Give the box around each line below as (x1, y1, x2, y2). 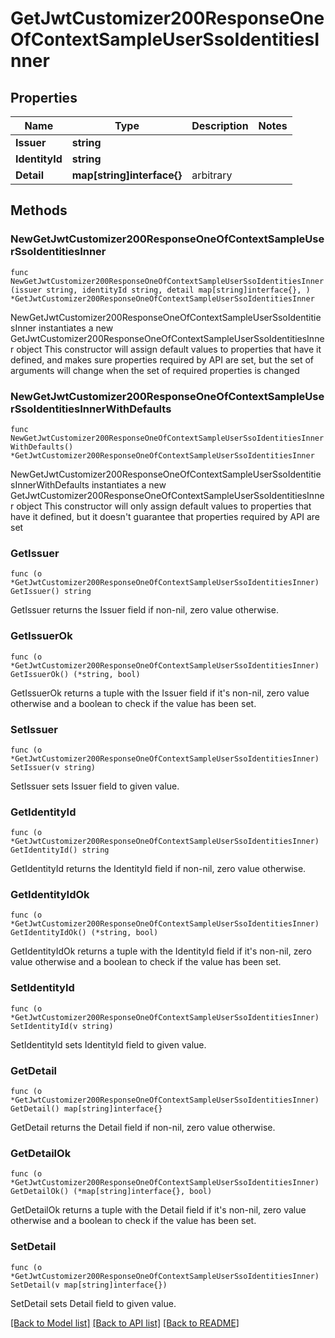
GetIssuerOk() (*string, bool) (10, 669, 141, 679)
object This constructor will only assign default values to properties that (16, 500, 312, 512)
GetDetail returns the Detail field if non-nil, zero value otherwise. (10, 1122, 276, 1134)
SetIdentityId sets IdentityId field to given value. (10, 1038, 207, 1051)
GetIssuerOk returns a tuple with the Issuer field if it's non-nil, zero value (10, 687, 310, 699)
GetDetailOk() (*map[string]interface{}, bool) (10, 1187, 213, 1197)
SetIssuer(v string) (10, 762, 97, 772)
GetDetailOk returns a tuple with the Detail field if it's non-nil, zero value (10, 1204, 307, 1216)
